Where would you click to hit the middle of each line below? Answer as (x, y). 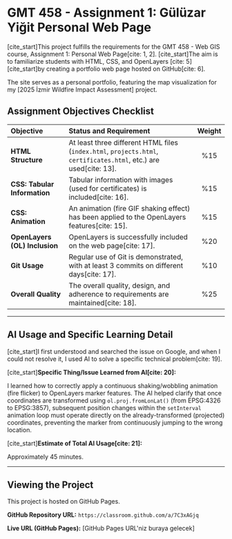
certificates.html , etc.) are (114, 159)
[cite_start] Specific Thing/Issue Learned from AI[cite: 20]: (91, 372)
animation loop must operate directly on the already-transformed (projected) (116, 415)
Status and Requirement (109, 131)
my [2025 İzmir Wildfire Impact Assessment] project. (82, 89)
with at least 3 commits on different (126, 265)
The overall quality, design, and (119, 285)
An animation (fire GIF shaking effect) (129, 208)
